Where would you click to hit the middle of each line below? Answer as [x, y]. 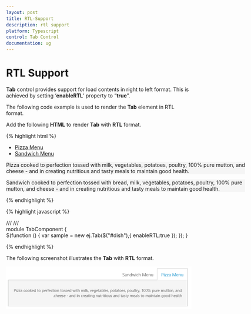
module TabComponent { [36, 229]
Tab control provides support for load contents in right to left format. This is [98, 89]
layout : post [22, 12]
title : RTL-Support [30, 18]
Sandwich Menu [34, 153]
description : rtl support [38, 25]
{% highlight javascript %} [38, 211]
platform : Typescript [33, 31]
